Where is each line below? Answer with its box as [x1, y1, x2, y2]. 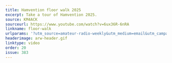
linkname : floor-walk [5, 26, 52, 31]
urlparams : [5, 31, 29, 36]
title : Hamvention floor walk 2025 [5, 7, 81, 13]
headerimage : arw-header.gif [5, 36, 68, 41]
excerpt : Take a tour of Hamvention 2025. [5, 12, 97, 17]
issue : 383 [5, 50, 29, 55]
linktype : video [5, 41, 40, 46]
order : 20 [5, 45, 27, 50]
